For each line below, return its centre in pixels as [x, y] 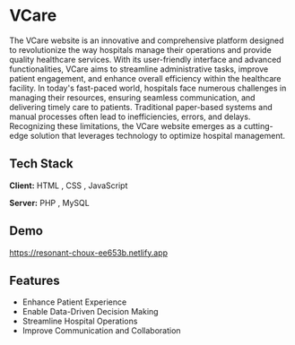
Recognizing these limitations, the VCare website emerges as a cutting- [141, 125]
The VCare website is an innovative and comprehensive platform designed [147, 40]
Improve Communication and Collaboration [101, 331]
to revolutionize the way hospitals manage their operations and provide [140, 49]
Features [35, 280]
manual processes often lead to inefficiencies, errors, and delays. [130, 116]
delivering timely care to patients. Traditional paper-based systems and [141, 107]
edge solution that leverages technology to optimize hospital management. [147, 135]
